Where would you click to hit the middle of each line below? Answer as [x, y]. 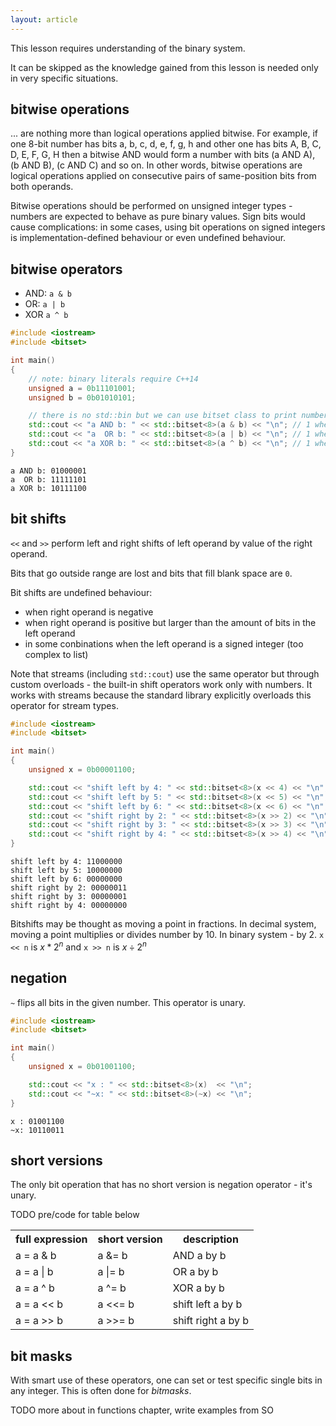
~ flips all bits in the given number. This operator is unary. [128, 1002]
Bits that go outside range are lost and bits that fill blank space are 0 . [151, 573]
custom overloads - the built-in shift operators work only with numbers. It [161, 684]
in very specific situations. [64, 78]
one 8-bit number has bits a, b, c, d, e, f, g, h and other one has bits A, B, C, [166, 144]
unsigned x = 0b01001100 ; [82, 1067]
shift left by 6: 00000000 [66, 879]
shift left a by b [207, 1304]
